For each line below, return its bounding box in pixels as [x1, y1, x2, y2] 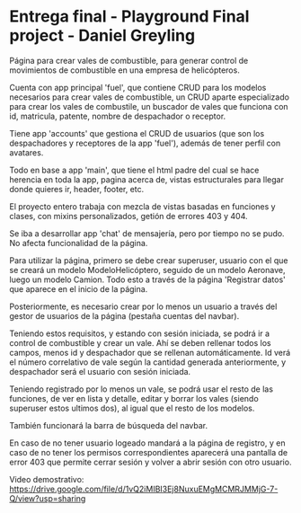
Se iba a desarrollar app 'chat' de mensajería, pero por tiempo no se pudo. [9, 227, 285, 239]
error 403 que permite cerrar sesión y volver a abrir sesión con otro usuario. [9, 456, 292, 467]
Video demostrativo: [9, 473, 84, 484]
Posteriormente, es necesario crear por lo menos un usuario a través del [9, 301, 278, 312]
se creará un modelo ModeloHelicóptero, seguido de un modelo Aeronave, [9, 264, 286, 275]
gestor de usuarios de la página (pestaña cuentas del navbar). [9, 310, 240, 321]
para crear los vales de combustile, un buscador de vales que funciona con [9, 101, 289, 111]
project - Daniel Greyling [9, 25, 196, 46]
